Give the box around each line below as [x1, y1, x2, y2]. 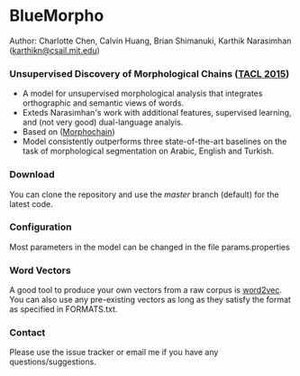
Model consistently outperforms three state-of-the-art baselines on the [22, 136, 287, 147]
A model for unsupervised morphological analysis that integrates [22, 88, 263, 99]
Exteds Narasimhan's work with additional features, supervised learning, [22, 108, 292, 118]
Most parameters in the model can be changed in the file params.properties [9, 241, 290, 252]
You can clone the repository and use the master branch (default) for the [9, 189, 279, 200]
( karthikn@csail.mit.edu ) [9, 44, 101, 55]
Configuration [9, 221, 72, 233]
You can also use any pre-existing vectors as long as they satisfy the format [9, 295, 291, 305]
